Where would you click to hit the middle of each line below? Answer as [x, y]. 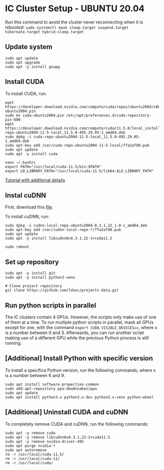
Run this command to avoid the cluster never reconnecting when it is [74, 22]
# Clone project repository [34, 286]
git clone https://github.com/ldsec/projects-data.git [62, 291]
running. [13, 343]
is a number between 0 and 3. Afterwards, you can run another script [75, 333]
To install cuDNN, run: [27, 217]
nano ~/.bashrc [20, 162]
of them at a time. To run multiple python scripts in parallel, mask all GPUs [79, 322]
